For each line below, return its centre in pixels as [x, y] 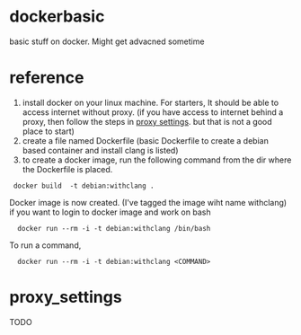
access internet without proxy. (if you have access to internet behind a [153, 112]
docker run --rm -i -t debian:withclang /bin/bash [114, 228]
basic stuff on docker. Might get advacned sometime [107, 41]
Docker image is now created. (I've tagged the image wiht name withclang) [148, 202]
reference [47, 78]
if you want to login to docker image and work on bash [110, 212]
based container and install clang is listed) [100, 150]
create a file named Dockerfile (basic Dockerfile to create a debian [146, 140]
